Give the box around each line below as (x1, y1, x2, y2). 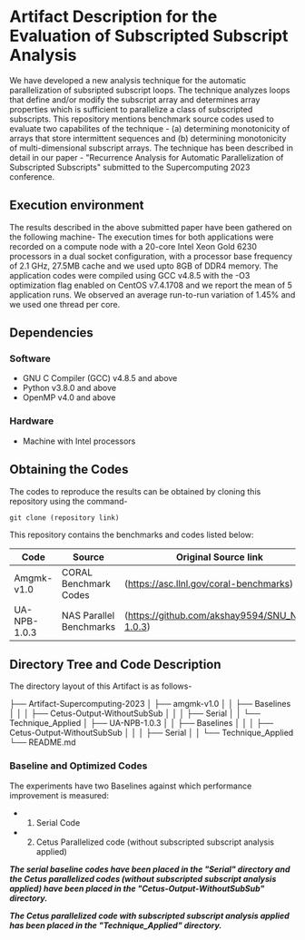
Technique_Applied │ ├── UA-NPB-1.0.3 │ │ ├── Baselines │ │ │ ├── (9, 718, 274, 729)
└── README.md (9, 737, 76, 748)
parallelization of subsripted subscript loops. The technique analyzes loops (9, 84, 290, 95)
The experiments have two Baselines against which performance (9, 780, 252, 791)
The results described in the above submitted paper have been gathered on (9, 221, 292, 232)
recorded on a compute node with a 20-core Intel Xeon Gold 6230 (9, 240, 257, 251)
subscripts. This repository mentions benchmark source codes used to (9, 113, 274, 124)
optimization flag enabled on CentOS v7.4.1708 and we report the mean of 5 (9, 279, 292, 290)
